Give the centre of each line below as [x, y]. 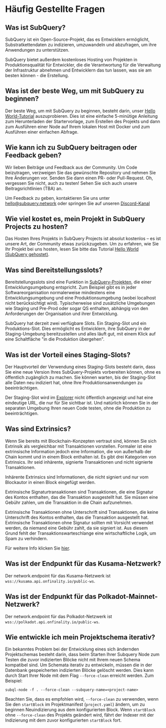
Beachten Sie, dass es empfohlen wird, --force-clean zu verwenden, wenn [82, 699]
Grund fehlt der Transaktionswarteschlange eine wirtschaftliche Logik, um [81, 533]
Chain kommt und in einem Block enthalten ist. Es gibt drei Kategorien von [81, 457]
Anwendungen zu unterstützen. [37, 50]
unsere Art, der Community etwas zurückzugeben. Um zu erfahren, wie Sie [82, 244]
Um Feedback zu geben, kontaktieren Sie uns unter [57, 198]
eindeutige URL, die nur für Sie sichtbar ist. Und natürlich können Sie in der [82, 403]
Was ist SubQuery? [35, 28]
